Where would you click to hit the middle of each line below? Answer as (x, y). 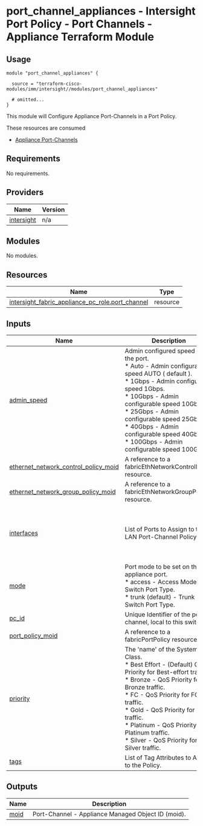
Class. (134, 657)
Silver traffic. (143, 748)
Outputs (22, 787)
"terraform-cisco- (59, 84)
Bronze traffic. (145, 687)
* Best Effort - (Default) (159, 665)
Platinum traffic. (147, 733)
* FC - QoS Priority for (157, 695)
